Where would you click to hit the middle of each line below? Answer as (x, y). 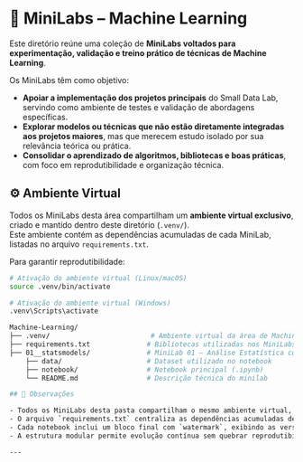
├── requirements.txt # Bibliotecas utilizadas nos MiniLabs (153, 344)
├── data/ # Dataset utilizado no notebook (149, 361)
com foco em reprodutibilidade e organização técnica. (123, 165)
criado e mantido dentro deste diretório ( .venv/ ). (99, 224)
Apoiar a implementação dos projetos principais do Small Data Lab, (150, 98)
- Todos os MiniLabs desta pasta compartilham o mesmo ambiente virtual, (151, 410)
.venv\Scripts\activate (54, 311)
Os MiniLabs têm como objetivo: (69, 80)
